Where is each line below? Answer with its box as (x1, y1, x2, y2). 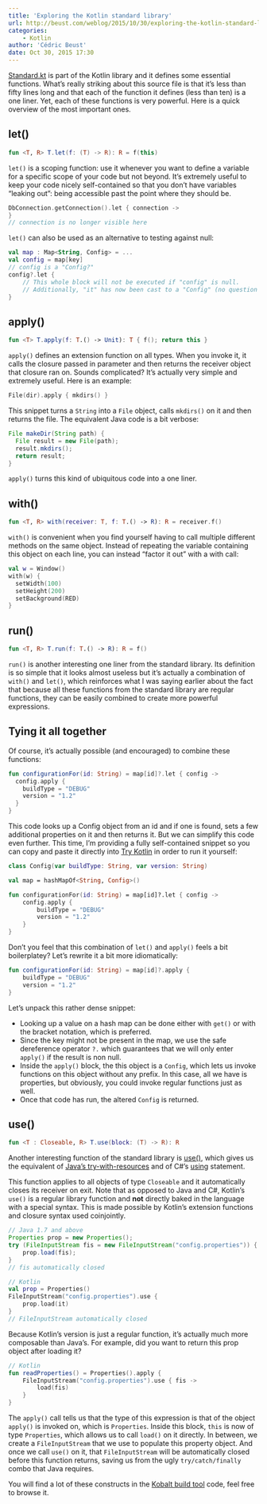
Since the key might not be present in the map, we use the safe (19, 1035, 227, 1045)
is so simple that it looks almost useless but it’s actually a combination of (8, 668, 246, 677)
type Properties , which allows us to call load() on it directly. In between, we (8, 1430, 258, 1439)
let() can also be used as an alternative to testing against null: (8, 233, 215, 243)
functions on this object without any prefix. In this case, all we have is (19, 1069, 248, 1078)
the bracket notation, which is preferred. (19, 1027, 153, 1036)
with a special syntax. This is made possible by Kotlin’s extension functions (8, 1203, 253, 1212)
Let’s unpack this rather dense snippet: (8, 1003, 136, 1012)
